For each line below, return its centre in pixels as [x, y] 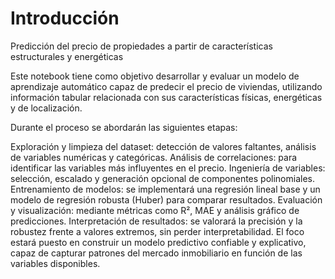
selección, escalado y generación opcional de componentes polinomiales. [162, 178]
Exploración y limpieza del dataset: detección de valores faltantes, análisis [163, 146]
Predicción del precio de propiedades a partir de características [141, 46]
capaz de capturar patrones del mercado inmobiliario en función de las [156, 253]
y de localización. [46, 108]
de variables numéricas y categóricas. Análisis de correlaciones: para [154, 157]
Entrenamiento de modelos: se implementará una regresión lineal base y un [165, 189]
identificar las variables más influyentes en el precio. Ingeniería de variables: [168, 168]
